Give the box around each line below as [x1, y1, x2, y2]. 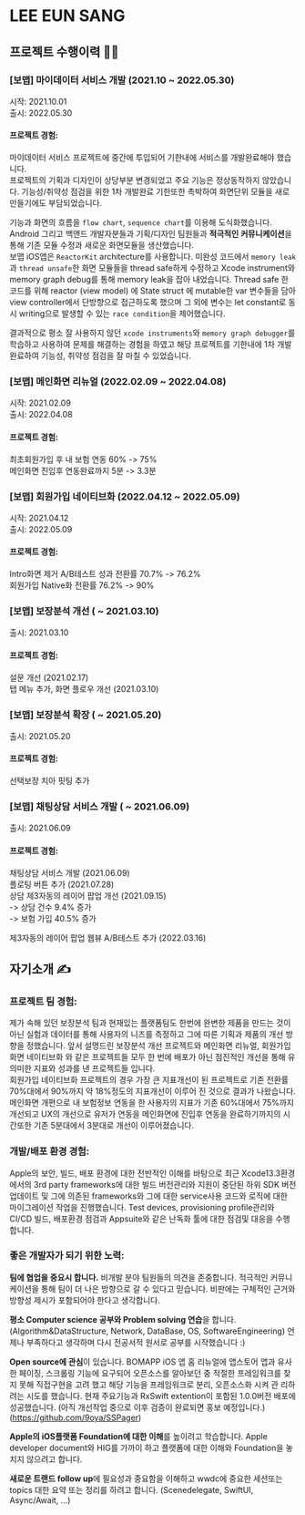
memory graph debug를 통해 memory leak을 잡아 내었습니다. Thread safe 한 [9, 274, 290, 285]
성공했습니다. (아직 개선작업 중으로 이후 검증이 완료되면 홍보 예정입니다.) [9, 1401, 266, 1413]
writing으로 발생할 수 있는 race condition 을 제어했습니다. [18, 308, 226, 319]
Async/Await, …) [9, 1494, 71, 1505]
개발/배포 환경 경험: [9, 1145, 89, 1158]
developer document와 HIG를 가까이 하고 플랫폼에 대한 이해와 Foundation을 [9, 1442, 284, 1453]
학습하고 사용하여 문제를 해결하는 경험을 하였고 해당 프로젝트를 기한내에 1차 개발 [9, 339, 292, 350]
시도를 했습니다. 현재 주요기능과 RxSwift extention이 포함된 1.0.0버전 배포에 [25, 1390, 296, 1401]
